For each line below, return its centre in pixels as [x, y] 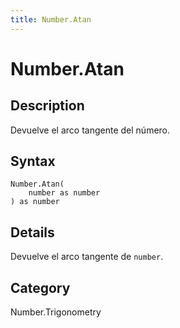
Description [47, 106]
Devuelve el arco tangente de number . [87, 257]
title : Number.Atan [51, 19]
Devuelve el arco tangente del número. [90, 130]
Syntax [33, 161]
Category [40, 287]
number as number [64, 193]
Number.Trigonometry [56, 312]
